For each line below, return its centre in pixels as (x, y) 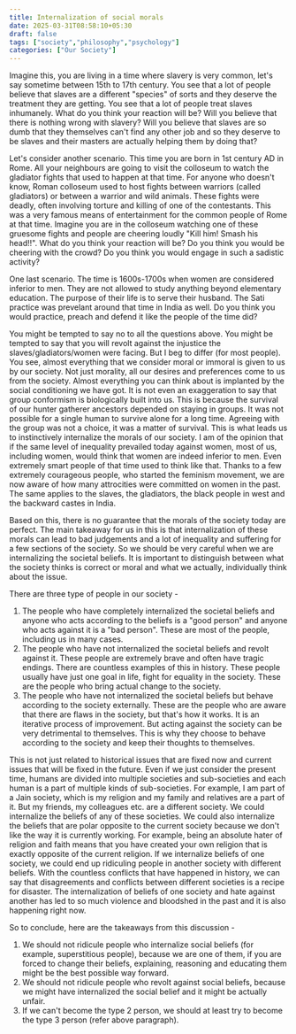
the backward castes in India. (63, 503)
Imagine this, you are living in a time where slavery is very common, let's (141, 75)
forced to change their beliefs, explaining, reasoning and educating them (154, 964)
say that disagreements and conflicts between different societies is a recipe (147, 883)
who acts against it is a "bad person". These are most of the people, (146, 630)
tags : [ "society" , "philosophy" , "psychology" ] (94, 42)
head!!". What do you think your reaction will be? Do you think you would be (147, 243)
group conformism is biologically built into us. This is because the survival (144, 400)
